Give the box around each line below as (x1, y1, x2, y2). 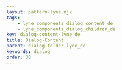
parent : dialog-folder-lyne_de (6, 43, 86, 49)
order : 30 (6, 54, 32, 60)
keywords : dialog (6, 49, 51, 55)
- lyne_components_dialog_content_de (17, 20, 113, 26)
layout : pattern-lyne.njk (6, 9, 72, 15)
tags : (6, 15, 20, 21)
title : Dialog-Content (6, 37, 64, 43)
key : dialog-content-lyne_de (6, 32, 81, 38)
